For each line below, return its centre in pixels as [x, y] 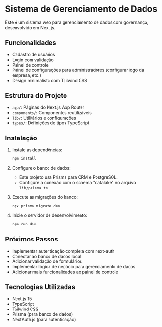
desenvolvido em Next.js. [30, 27]
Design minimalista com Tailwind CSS [49, 80]
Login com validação [33, 60]
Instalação [21, 138]
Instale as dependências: [37, 150]
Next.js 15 [22, 299]
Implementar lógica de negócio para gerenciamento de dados [74, 266]
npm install [24, 159]
